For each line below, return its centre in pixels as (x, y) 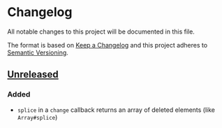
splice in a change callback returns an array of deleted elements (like (116, 110)
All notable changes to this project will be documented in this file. (101, 31)
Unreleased (33, 74)
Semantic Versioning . (38, 52)
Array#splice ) (37, 117)
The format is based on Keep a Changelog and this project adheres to (108, 45)
